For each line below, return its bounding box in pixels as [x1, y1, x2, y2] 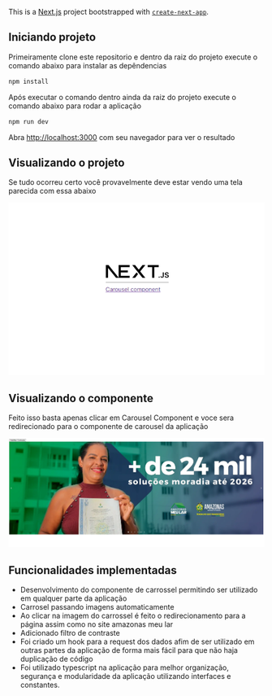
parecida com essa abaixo [8, 186, 97, 196]
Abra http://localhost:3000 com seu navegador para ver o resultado [8, 132, 235, 142]
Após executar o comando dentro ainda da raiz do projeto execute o [8, 92, 237, 102]
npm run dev [8, 117, 49, 125]
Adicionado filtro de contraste [19, 628, 120, 638]
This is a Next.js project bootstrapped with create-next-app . [8, 7, 209, 16]
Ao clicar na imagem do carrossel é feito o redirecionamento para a [19, 611, 246, 621]
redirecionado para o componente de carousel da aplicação [8, 422, 209, 431]
